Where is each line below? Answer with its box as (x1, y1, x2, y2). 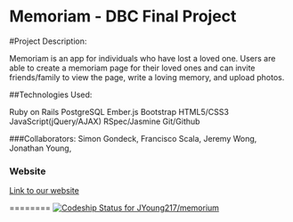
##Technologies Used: (9, 89, 93, 100)
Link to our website (9, 185, 80, 196)
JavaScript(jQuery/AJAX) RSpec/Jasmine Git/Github (9, 116, 200, 127)
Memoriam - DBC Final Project (9, 6, 237, 27)
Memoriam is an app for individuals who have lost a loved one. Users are (9, 53, 276, 63)
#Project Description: (9, 36, 87, 46)
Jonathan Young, (9, 143, 72, 153)
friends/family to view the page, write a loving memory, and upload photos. (9, 71, 285, 82)
